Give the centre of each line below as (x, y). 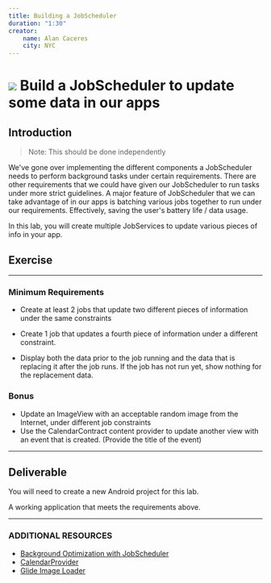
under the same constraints (66, 319)
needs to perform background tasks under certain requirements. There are (132, 176)
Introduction (40, 133)
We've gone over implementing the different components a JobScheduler (130, 168)
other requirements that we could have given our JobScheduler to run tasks (134, 185)
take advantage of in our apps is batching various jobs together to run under (135, 202)
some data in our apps (84, 103)
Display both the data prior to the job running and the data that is (127, 358)
